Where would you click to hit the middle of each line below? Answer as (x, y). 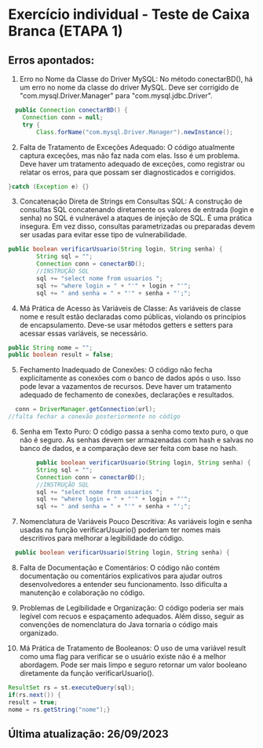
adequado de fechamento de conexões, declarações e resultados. (127, 395)
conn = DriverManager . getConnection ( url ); (86, 409)
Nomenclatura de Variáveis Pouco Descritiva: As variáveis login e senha (136, 522)
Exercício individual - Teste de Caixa (129, 15)
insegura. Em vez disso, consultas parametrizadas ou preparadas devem (137, 226)
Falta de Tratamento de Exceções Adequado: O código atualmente (127, 147)
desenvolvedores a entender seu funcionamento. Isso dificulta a (123, 584)
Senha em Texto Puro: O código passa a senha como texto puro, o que (134, 431)
